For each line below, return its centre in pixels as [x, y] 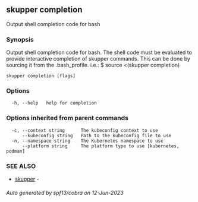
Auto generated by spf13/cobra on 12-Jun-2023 [65, 192]
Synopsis [20, 39]
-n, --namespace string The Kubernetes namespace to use [87, 141]
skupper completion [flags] [41, 76]
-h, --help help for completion [54, 103]
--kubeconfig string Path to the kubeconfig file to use [96, 135]
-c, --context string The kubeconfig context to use [85, 130]
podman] [16, 151]
